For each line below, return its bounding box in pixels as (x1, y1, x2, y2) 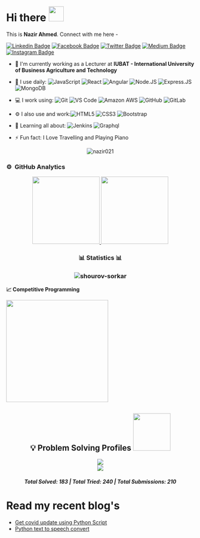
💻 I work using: (14, 96, 54, 104)
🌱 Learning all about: (14, 121, 66, 129)
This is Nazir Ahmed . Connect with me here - (6, 31, 118, 38)
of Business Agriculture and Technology (14, 66, 118, 74)
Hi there (6, 11, 47, 25)
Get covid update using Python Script (14, 518, 107, 526)
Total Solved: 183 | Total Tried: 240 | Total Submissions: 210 (24, 478, 177, 485)
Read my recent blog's (6, 499, 121, 513)
